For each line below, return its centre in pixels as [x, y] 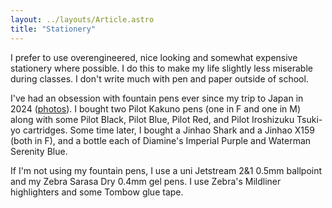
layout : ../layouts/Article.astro [82, 19]
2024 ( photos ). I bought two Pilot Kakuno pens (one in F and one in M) [156, 108]
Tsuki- [309, 119]
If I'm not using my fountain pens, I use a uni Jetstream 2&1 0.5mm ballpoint [166, 170]
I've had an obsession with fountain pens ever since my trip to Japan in [157, 98]
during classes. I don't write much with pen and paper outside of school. [159, 78]
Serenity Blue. [39, 151]
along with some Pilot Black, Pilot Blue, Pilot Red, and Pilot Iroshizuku [152, 119]
